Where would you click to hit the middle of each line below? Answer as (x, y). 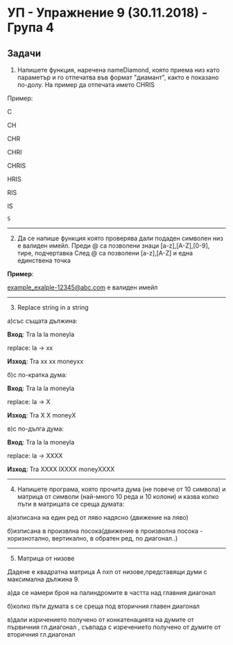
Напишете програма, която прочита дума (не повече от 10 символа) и (121, 489)
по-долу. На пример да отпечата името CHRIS (86, 85)
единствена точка (44, 260)
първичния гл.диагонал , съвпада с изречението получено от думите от (114, 627)
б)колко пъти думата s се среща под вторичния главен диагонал (103, 606)
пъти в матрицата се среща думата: (71, 504)
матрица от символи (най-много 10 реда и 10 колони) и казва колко (118, 496)
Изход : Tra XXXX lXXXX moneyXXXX (61, 469)
